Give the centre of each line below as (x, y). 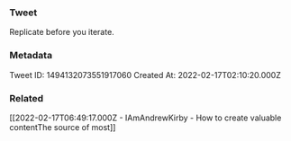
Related (27, 98)
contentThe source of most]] (63, 127)
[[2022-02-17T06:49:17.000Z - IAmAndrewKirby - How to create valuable (145, 118)
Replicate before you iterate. (62, 32)
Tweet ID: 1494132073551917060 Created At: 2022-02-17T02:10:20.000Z (145, 75)
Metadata (31, 56)
